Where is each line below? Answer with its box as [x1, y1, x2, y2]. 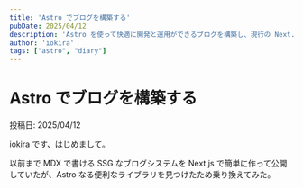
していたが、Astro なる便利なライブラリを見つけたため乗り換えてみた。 [9, 169, 276, 180]
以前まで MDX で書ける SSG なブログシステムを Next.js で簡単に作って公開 [9, 158, 288, 169]
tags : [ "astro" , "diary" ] [9, 47, 106, 56]
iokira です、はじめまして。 [9, 139, 110, 149]
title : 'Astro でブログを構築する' [9, 13, 131, 22]
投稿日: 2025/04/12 [9, 120, 81, 130]
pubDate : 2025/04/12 [9, 22, 87, 31]
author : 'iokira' [9, 38, 75, 48]
